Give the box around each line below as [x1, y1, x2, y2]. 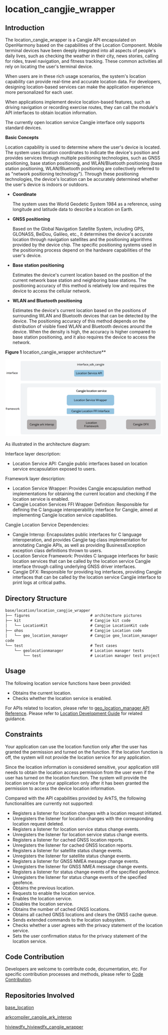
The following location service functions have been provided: [5, 680, 131, 686]
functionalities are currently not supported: [5, 800, 93, 807]
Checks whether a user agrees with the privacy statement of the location [12, 922, 163, 928]
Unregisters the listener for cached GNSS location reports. [12, 842, 133, 848]
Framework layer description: [5, 476, 66, 482]
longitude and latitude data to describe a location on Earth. [12, 206, 133, 212]
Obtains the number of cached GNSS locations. [12, 906, 110, 912]
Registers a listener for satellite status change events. [12, 847, 123, 853]
